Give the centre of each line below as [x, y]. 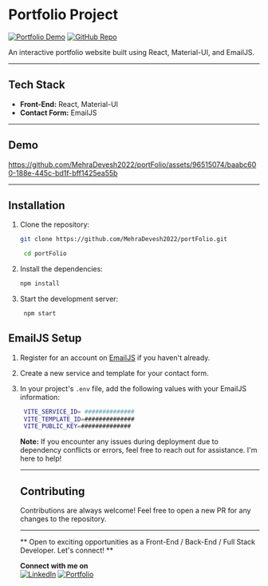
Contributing [52, 491]
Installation [37, 205]
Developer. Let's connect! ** [67, 550]
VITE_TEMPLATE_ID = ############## [79, 419]
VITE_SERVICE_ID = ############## [79, 412]
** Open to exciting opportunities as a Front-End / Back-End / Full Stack [138, 542]
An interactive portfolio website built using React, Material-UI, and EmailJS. [132, 52]
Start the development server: [69, 299]
